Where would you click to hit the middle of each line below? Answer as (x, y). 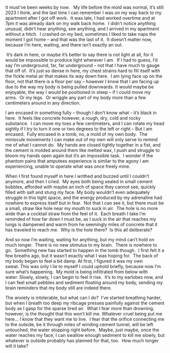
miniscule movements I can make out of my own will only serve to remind (81, 139)
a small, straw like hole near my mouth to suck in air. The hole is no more (82, 208)
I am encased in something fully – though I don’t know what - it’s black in (81, 113)
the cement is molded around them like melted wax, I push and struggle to (83, 150)
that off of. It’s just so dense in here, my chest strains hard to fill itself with (83, 71)
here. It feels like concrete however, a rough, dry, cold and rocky (73, 118)
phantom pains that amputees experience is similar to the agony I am (77, 161)
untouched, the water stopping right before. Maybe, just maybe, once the (82, 330)
